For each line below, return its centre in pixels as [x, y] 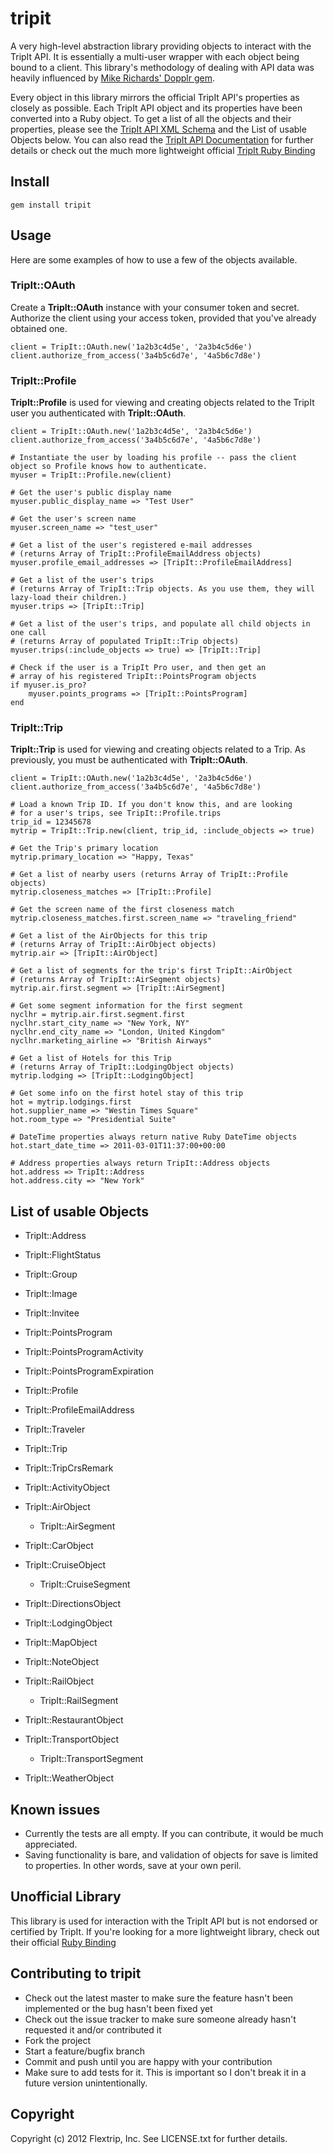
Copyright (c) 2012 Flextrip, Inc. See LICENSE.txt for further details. [149, 2138]
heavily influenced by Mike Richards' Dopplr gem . [112, 78]
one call [28, 633]
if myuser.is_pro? [48, 685]
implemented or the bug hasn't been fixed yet [118, 2008]
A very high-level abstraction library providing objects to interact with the [161, 46]
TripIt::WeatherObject [69, 1778]
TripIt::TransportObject [72, 1739]
